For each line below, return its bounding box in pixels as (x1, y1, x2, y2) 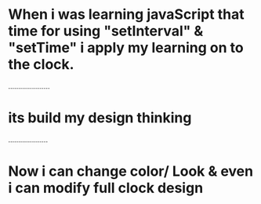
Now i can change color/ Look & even (8, 162, 253, 180)
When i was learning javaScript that (8, 5, 245, 24)
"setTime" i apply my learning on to (8, 39, 245, 56)
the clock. (8, 56, 74, 74)
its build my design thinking (8, 109, 192, 127)
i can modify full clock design (8, 179, 204, 197)
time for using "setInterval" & (8, 22, 204, 40)
